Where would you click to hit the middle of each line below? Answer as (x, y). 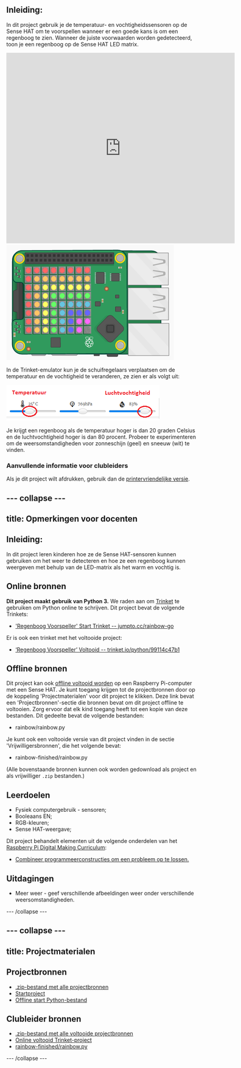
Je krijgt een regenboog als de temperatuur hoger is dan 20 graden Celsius (101, 430)
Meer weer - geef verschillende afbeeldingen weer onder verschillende (104, 893)
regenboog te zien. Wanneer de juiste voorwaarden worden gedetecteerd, (99, 38)
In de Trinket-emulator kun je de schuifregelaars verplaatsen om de (91, 370)
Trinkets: (17, 614)
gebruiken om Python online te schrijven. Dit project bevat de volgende (95, 607)
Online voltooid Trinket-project (54, 1040)
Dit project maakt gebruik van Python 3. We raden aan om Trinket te (93, 601)
